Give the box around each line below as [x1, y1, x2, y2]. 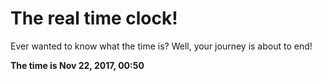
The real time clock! [10, 7, 178, 30]
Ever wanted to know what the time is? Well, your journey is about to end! [10, 40, 313, 52]
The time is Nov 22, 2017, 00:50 [10, 59, 145, 71]
